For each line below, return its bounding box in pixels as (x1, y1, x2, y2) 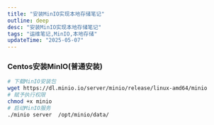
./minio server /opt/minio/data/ (7, 111, 110, 118)
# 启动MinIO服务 (7, 104, 51, 112)
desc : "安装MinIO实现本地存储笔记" (7, 23, 102, 31)
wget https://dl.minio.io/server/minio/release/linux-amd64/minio (7, 85, 208, 92)
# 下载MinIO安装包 (7, 78, 57, 85)
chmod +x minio (7, 98, 52, 105)
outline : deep (7, 17, 50, 24)
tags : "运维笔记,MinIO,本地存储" (7, 30, 98, 38)
